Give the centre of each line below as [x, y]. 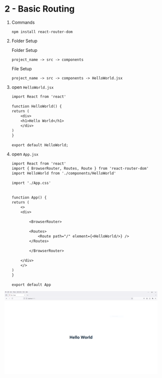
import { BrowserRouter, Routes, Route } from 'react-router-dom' [80, 168]
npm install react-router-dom [42, 32]
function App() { [29, 197]
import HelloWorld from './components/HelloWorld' [64, 173]
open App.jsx [25, 154]
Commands [23, 22]
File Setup [22, 68]
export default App [31, 284]
